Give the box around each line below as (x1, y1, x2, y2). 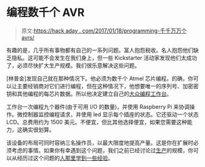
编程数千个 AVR (6, 6, 85, 20)
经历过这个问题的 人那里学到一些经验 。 (16, 154, 113, 161)
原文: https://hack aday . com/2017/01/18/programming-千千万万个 (21, 27, 187, 34)
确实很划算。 (22, 126, 55, 133)
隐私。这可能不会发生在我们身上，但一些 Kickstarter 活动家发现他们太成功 (11, 54, 197, 61)
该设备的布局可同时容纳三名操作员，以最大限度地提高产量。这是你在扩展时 (6, 139, 193, 146)
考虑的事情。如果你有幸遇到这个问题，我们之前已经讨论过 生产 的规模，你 (11, 146, 193, 154)
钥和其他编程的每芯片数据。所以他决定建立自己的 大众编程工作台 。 (6, 90, 172, 97)
